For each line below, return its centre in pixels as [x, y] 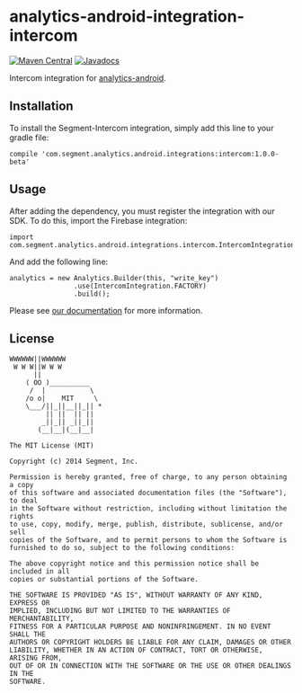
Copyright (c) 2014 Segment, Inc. [74, 462]
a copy [22, 485]
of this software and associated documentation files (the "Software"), [148, 493]
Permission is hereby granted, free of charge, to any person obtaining [148, 477]
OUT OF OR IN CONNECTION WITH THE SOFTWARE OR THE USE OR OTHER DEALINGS [151, 666]
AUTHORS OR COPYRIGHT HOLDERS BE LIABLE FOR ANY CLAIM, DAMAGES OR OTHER [151, 643]
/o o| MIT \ [62, 399]
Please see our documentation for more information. [106, 310]
